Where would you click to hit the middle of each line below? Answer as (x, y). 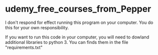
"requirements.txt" (24, 47)
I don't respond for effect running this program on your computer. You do (79, 22)
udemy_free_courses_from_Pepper (78, 9)
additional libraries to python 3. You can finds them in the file (67, 42)
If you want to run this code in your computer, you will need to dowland (77, 37)
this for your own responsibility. (37, 27)
